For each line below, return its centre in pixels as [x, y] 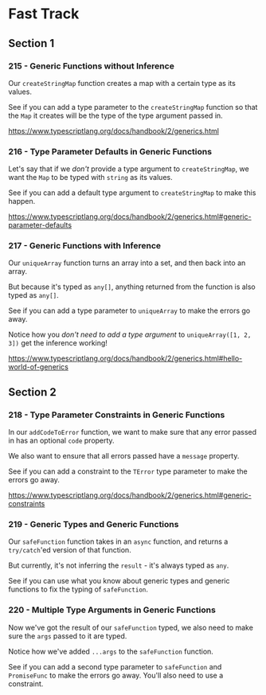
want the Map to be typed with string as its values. [90, 178]
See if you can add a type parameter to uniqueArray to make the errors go [129, 310]
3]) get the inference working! [58, 343]
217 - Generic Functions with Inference [85, 246]
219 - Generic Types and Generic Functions [94, 525]
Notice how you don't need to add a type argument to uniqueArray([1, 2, [130, 334]
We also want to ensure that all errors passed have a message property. [124, 456]
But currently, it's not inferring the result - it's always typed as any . [119, 565]
